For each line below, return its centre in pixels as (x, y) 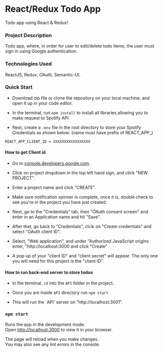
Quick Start (19, 87)
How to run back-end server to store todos (49, 272)
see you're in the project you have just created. (60, 202)
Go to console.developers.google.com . (51, 163)
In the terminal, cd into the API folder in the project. (63, 283)
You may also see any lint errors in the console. (52, 344)
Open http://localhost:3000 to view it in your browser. (59, 329)
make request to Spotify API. (41, 118)
